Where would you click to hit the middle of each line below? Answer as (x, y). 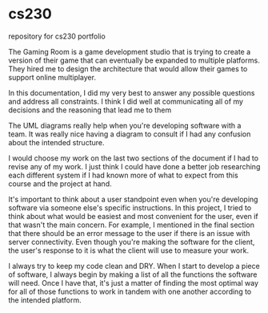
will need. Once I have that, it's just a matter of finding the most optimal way (133, 283)
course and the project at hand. (60, 183)
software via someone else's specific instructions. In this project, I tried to (130, 207)
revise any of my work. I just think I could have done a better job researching (134, 166)
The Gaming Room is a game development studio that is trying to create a (130, 51)
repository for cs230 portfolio (57, 36)
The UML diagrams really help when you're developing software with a (125, 125)
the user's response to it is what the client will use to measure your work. (129, 250)
